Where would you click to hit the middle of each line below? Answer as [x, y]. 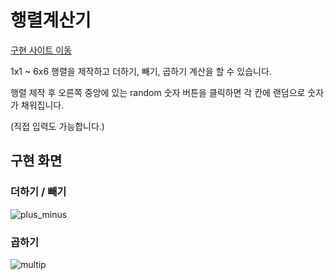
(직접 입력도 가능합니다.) [57, 126]
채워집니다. [42, 105]
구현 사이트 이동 [41, 50]
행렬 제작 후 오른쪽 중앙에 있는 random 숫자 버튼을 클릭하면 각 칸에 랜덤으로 [158, 92]
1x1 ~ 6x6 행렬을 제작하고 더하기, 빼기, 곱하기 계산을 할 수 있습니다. [141, 71]
